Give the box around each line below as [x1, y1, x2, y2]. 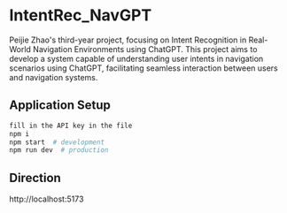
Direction [9, 170, 62, 186]
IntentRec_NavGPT [9, 5, 152, 26]
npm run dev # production [9, 146, 109, 155]
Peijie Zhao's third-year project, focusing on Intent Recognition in [9, 34, 247, 45]
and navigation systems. [9, 72, 98, 82]
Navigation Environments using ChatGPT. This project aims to [32, 43, 258, 54]
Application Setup [9, 98, 111, 113]
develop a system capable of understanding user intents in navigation [9, 53, 264, 64]
